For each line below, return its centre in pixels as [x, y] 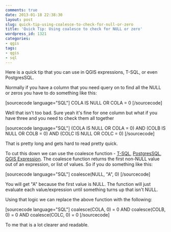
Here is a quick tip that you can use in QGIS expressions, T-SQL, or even [81, 72]
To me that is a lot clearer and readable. [47, 225]
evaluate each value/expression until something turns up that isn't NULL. [82, 189]
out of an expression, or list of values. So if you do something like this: [79, 164]
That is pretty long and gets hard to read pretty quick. [62, 143]
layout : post [19, 19]
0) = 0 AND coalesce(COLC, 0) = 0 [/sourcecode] [57, 215]
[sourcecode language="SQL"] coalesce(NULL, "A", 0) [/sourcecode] [78, 174]
